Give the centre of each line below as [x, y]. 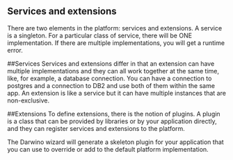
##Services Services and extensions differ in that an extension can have [111, 63]
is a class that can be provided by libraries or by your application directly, [112, 121]
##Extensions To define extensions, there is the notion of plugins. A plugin [114, 114]
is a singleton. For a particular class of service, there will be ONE [100, 35]
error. [15, 50]
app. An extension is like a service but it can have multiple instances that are [116, 93]
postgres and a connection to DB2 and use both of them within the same [111, 85]
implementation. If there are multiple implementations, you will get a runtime [116, 43]
